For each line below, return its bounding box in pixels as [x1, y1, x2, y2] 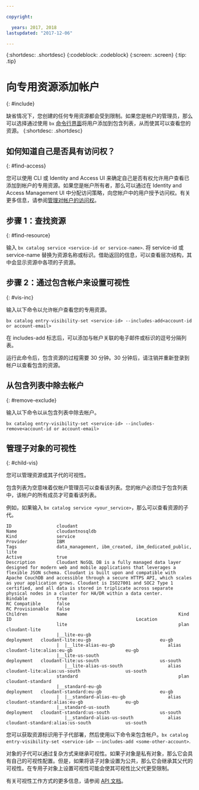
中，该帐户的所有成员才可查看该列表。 [6, 492, 99, 499]
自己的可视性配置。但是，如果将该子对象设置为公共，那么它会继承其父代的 [11, 757, 193, 765]
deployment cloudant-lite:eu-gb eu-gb [6, 637, 174, 643]
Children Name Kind [6, 611, 190, 617]
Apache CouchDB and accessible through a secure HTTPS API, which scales [6, 575, 192, 581]
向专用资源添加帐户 [6, 80, 100, 93]
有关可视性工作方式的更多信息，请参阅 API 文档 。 [6, 778, 127, 785]
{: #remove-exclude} [6, 396, 57, 404]
